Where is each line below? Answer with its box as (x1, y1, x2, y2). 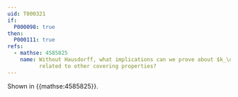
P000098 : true (13, 23, 55, 30)
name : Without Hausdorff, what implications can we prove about (20, 56, 214, 63)
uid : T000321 (7, 10, 46, 18)
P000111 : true (13, 37, 55, 44)
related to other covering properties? (38, 63, 157, 70)
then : (7, 30, 23, 37)
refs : (7, 43, 23, 50)
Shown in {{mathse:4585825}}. (7, 82, 98, 90)
